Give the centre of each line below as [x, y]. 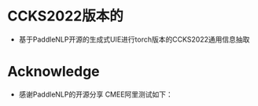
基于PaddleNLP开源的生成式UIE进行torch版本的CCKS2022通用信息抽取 [134, 39]
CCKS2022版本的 [65, 16]
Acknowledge [53, 72]
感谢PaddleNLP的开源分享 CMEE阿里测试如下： [96, 94]
